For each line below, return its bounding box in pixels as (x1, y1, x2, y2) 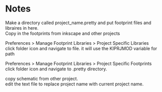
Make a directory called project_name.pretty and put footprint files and (5, 20, 151, 26)
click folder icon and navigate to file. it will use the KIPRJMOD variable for (5, 45, 157, 51)
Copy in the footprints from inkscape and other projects (5, 30, 120, 36)
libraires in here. (5, 25, 39, 31)
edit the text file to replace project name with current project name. (5, 81, 144, 87)
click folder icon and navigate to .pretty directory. (5, 66, 107, 72)
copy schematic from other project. (5, 75, 78, 81)
